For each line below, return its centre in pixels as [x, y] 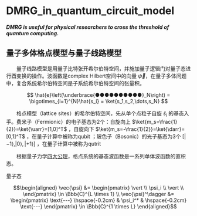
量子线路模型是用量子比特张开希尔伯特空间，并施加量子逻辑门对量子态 [101, 68]
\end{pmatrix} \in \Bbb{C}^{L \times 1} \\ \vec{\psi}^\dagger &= [98, 194]
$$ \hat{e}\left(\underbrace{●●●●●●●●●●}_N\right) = [98, 95]
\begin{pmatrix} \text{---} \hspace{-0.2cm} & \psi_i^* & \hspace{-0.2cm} [98, 200]
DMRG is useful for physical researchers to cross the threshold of [88, 27]
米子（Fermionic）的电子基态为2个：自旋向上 [76, 122]
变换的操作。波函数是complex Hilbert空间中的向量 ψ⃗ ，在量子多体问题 [101, 76]
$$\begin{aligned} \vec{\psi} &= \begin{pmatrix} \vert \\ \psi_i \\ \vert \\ [98, 188]
